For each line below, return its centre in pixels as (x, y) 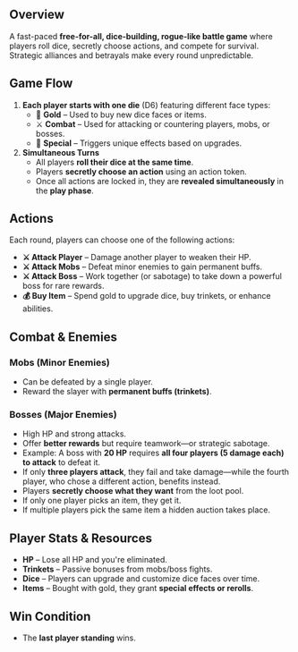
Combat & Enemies (64, 337)
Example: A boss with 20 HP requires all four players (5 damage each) (153, 453)
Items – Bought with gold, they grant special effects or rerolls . (137, 588)
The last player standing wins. (79, 638)
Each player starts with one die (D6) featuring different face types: (146, 105)
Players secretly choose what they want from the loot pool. (133, 491)
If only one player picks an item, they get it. (102, 501)
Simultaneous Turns (61, 152)
